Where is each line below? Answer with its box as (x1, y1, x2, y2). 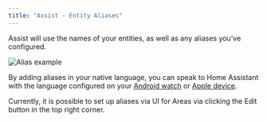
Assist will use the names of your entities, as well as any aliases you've (8, 33, 241, 43)
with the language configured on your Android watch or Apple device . (8, 81, 238, 90)
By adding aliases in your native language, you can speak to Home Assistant (8, 72, 259, 82)
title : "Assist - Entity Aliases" (8, 11, 124, 20)
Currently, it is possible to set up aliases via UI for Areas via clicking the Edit (8, 96, 257, 105)
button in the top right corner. (8, 105, 105, 114)
